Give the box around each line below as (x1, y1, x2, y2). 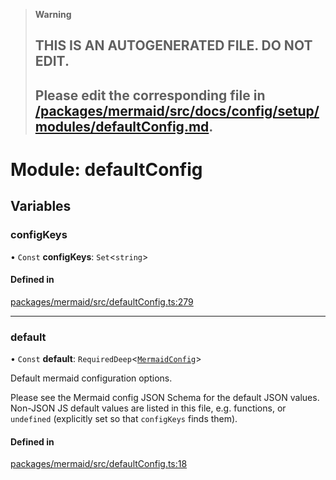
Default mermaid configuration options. (10, 372, 173, 384)
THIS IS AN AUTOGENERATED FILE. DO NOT (34, 37, 313, 54)
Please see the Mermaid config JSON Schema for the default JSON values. (10, 392, 320, 404)
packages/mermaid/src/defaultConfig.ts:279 (10, 295, 194, 308)
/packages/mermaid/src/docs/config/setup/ (34, 102, 320, 119)
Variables (10, 198, 72, 215)
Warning (34, 9, 72, 20)
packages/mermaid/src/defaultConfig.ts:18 (10, 458, 188, 470)
